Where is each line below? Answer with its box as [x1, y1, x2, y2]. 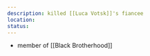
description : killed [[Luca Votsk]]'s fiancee [7, 10, 144, 17]
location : [7, 16, 36, 23]
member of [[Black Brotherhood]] [17, 42, 113, 50]
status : [7, 23, 30, 29]
